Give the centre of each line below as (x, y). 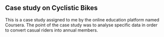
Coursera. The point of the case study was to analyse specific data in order (82, 25)
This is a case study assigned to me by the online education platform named (82, 19)
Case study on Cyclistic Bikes (52, 8)
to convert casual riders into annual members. (52, 30)
